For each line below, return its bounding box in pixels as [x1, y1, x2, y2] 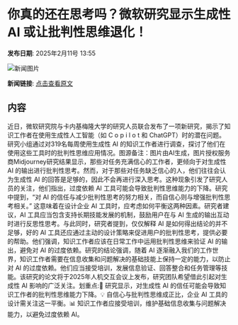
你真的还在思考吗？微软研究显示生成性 [7, 6, 232, 23]
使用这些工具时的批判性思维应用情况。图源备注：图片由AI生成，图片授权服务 [7, 148, 231, 156]
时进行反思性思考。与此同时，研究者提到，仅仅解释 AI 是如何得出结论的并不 [7, 219, 228, 227]
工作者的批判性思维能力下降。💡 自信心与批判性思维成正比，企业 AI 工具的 [13, 290, 228, 298]
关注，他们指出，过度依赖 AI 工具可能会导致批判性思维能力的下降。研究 [19, 183, 228, 192]
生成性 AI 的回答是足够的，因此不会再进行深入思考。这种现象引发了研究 [13, 175, 222, 183]
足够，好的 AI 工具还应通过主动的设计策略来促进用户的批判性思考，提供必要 [7, 228, 228, 236]
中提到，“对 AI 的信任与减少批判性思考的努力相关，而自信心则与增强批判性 [7, 193, 225, 201]
